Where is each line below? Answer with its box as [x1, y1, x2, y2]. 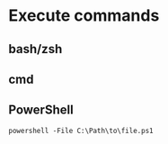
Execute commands [8, 5, 160, 26]
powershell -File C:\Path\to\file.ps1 [8, 126, 154, 135]
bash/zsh [8, 41, 63, 57]
